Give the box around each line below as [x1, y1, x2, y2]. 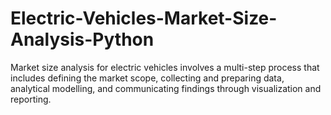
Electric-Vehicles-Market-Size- [10, 7, 278, 30]
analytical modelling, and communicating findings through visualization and [10, 82, 322, 94]
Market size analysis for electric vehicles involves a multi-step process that [10, 61, 320, 73]
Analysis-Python [10, 28, 155, 51]
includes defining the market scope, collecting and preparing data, [10, 72, 285, 84]
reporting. [10, 93, 52, 105]
